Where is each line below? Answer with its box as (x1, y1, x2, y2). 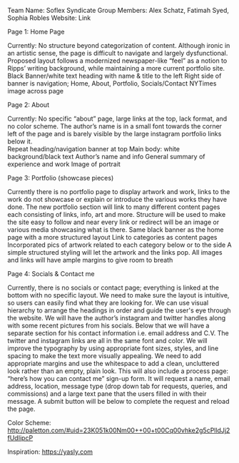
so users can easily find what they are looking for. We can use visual (7, 299, 209, 307)
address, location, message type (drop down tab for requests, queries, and (7, 382, 228, 390)
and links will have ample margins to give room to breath (7, 256, 173, 264)
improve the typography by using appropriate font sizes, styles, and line (7, 344, 219, 352)
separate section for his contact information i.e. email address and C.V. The (7, 329, 230, 337)
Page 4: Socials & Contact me (7, 270, 95, 278)
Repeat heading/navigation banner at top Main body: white (7, 145, 180, 153)
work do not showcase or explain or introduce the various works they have (7, 195, 227, 203)
